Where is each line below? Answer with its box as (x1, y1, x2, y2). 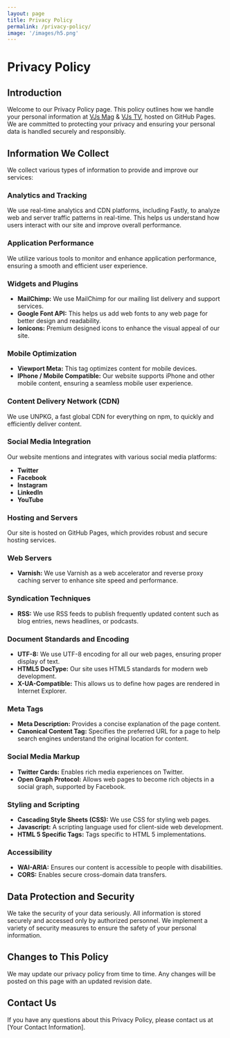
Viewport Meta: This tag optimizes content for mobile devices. (17, 365, 197, 373)
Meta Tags (7, 704, 44, 713)
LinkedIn (17, 488, 43, 496)
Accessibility (7, 847, 53, 857)
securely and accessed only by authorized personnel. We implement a (7, 917, 208, 925)
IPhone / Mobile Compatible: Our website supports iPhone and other (17, 372, 215, 380)
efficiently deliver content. (7, 419, 82, 428)
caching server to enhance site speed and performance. (17, 576, 179, 585)
